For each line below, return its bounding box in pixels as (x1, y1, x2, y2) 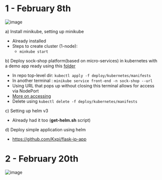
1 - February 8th (5, 3, 71, 14)
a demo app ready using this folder (5, 63, 76, 69)
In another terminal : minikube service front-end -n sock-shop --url (12, 78, 153, 83)
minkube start (19, 49, 48, 54)
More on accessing (12, 93, 51, 99)
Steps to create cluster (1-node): (12, 43, 78, 49)
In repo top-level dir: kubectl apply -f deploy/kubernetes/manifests (12, 72, 151, 78)
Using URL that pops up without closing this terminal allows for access (12, 82, 155, 88)
